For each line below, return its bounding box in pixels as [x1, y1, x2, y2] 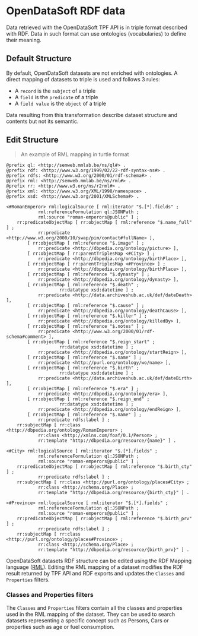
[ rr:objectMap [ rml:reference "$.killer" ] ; [27, 313, 147, 319]
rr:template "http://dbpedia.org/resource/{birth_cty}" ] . [37, 489, 190, 495]
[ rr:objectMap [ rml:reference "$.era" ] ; [27, 385, 139, 391]
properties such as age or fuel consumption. [6, 623, 114, 630]
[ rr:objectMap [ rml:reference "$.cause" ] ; [27, 302, 145, 308]
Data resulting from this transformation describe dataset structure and [6, 111, 178, 118]
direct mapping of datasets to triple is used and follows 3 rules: [6, 75, 160, 83]
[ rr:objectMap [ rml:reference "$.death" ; [27, 281, 139, 287]
